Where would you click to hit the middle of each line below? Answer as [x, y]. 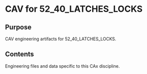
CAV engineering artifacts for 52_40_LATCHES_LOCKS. [61, 39]
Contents [20, 54]
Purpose [18, 27]
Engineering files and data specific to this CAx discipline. [62, 66]
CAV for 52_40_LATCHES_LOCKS [74, 9]
